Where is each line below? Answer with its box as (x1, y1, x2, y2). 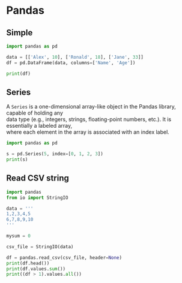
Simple (6, 28, 33, 38)
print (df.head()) (6, 260, 50, 266)
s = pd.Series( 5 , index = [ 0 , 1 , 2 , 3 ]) (6, 151, 103, 157)
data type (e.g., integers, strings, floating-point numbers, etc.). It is (6, 116, 172, 123)
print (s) (6, 156, 28, 162)
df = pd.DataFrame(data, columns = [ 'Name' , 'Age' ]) (6, 59, 136, 66)
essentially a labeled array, (6, 122, 73, 130)
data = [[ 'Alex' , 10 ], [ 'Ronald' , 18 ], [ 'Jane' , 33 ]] (6, 54, 144, 60)
